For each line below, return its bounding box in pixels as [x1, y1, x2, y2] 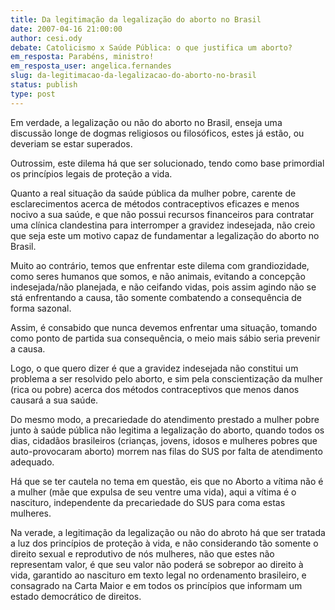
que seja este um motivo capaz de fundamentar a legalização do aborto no [10, 229, 320, 241]
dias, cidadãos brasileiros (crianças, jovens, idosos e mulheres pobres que [10, 434, 318, 446]
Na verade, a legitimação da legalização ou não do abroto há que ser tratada [10, 526, 326, 538]
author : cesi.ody [10, 33, 83, 43]
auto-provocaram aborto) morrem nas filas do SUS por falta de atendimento [10, 445, 323, 457]
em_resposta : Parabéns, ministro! [10, 52, 155, 62]
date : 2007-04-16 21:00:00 [10, 24, 123, 34]
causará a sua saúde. [10, 394, 99, 406]
